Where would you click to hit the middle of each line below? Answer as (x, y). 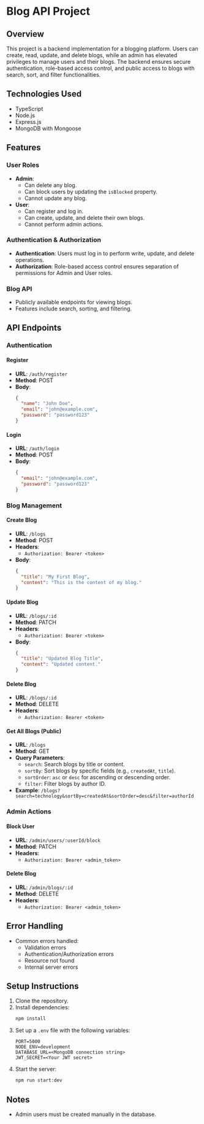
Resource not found (49, 960)
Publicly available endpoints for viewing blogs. (74, 302)
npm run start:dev (39, 1080)
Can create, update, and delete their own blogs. (85, 217)
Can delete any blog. (51, 185)
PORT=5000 (28, 1042)
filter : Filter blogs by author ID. (65, 784)
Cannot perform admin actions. (64, 224)
